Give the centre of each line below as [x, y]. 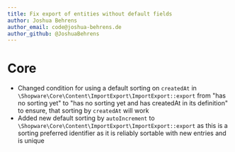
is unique [31, 141]
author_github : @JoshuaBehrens [53, 34]
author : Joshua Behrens [42, 21]
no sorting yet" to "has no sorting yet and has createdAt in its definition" [123, 103]
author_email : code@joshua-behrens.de [64, 27]
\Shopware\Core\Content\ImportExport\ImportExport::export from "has [122, 95]
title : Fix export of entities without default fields [90, 14]
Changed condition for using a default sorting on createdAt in [107, 88]
